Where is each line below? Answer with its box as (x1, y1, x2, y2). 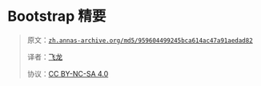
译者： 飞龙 (26, 52, 63, 61)
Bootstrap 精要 (7, 7, 106, 25)
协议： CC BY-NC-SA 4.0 (26, 68, 109, 78)
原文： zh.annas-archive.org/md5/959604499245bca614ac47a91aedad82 (26, 35, 253, 45)
